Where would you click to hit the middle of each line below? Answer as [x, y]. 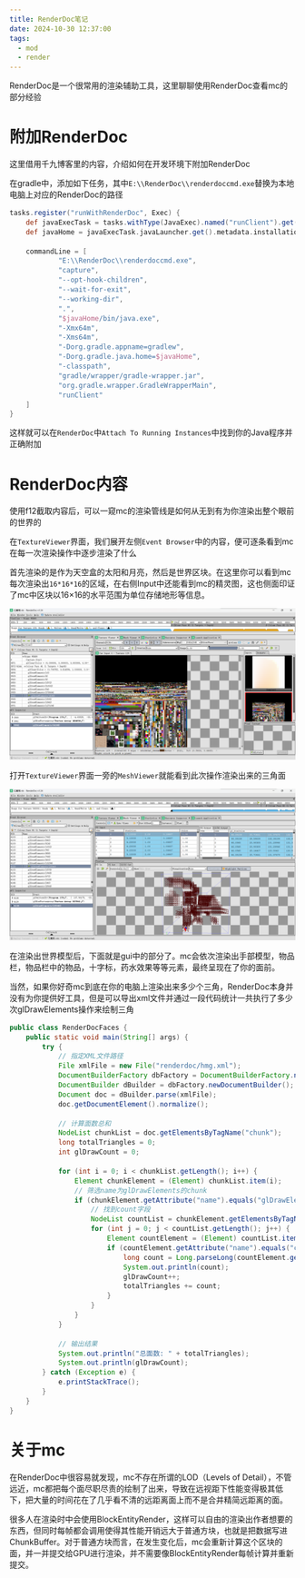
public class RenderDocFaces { [69, 1027]
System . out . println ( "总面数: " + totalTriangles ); [153, 1354]
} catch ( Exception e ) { [89, 1373]
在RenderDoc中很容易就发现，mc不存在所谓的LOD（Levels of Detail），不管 [151, 1477]
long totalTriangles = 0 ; [107, 1143]
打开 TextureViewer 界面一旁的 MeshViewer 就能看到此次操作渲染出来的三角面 [148, 776]
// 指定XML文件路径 [91, 1057]
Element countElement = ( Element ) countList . [194, 1239]
